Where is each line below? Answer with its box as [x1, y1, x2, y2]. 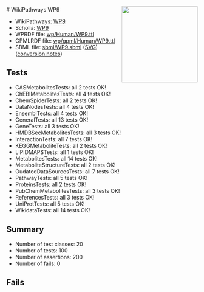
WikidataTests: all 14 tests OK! [15, 206, 90, 214]
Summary [6, 224, 44, 235]
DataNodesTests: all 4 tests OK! [15, 103, 95, 110]
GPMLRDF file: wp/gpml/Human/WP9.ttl [15, 37, 115, 44]
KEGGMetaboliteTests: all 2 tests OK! [15, 142, 107, 149]
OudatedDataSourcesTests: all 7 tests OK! [15, 167, 120, 175]
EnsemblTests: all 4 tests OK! [15, 109, 89, 117]
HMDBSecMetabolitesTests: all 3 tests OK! [15, 129, 121, 136]
